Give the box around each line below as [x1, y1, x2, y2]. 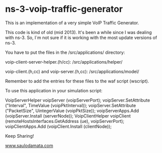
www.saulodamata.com [5, 142, 54, 149]
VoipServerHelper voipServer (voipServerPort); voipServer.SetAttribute [5, 97, 150, 103]
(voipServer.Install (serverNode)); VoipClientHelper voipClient [5, 113, 131, 119]
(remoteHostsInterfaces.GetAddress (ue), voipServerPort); [5, 118, 125, 124]
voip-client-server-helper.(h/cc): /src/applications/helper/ [5, 59, 123, 65]
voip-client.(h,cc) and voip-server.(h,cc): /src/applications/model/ [5, 68, 140, 75]
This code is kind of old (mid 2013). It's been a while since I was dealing [5, 29, 152, 35]
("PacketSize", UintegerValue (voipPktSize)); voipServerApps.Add [5, 108, 139, 114]
